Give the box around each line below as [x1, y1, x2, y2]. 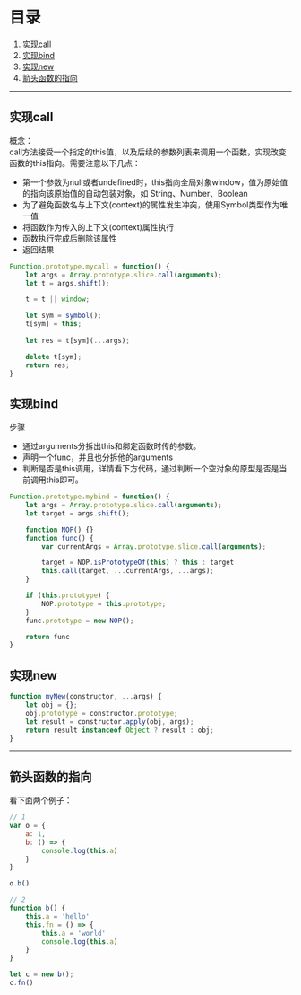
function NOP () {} [25, 525, 94, 534]
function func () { [25, 533, 94, 542]
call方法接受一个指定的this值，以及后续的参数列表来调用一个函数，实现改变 [9, 146, 287, 157]
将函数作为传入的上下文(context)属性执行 [21, 221, 175, 233]
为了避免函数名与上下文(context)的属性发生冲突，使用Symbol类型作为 [21, 198, 280, 210]
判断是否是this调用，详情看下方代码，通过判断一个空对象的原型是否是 [21, 463, 279, 474]
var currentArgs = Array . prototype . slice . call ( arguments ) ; [41, 542, 267, 551]
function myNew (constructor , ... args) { [9, 692, 163, 701]
